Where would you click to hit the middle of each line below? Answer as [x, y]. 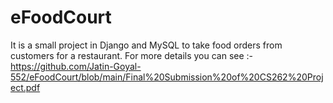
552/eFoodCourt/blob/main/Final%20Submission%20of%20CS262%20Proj [167, 77]
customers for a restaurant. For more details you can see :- [132, 55]
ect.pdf [25, 87]
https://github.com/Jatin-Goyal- [76, 66]
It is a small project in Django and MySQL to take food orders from [146, 45]
